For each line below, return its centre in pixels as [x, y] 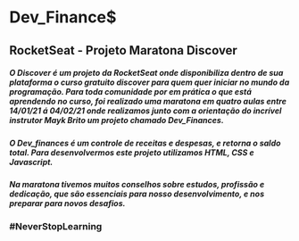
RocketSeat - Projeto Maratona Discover [124, 50]
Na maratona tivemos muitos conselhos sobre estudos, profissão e [137, 184]
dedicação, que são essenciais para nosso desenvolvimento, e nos [137, 194]
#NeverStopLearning [56, 227]
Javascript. [31, 162]
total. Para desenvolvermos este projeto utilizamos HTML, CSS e [132, 152]
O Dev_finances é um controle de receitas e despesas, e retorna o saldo [145, 143]
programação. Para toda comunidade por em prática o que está [130, 92]
